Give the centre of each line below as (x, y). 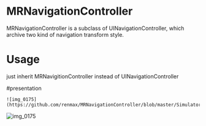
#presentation (24, 88)
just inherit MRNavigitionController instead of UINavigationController (93, 76)
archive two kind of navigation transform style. (65, 34)
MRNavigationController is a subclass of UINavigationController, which (95, 28)
